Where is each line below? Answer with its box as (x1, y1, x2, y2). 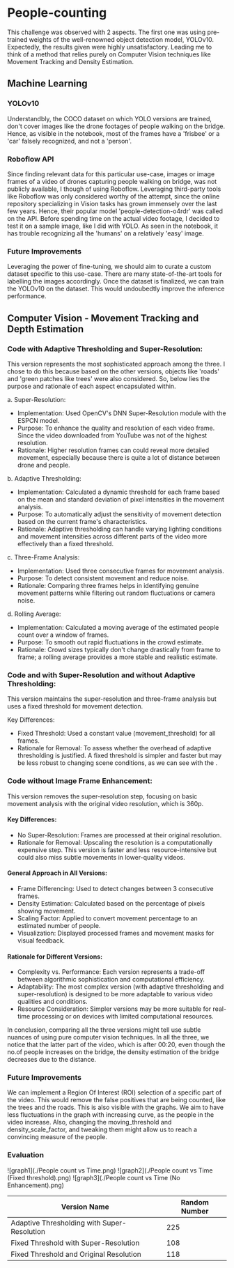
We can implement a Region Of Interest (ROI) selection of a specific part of (7, 1088, 222, 1097)
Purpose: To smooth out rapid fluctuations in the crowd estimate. (17, 637, 204, 646)
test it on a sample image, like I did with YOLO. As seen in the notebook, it (7, 222, 218, 230)
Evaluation (7, 1150, 44, 1160)
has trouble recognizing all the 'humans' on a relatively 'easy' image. (7, 229, 204, 238)
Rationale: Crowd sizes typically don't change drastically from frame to (17, 645, 221, 654)
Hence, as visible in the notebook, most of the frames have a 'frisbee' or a (7, 129, 220, 137)
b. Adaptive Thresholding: (7, 474, 81, 482)
